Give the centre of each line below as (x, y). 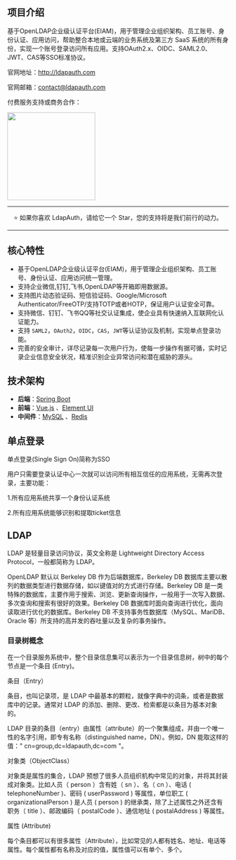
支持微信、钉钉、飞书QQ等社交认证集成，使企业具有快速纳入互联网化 (118, 313)
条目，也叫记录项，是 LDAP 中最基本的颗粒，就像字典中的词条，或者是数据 (116, 696)
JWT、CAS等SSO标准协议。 (48, 57)
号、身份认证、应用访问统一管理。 (67, 278)
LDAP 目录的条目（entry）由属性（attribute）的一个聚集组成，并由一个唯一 (116, 729)
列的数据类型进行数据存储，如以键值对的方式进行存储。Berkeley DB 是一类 (115, 586)
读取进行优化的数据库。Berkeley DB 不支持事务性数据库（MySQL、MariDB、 (118, 612)
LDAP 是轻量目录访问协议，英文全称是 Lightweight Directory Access (106, 553)
